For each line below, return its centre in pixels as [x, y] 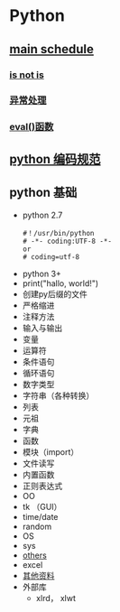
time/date [40, 516]
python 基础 [43, 193]
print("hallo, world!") [60, 283]
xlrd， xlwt [56, 598]
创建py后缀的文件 [55, 293]
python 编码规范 [55, 159]
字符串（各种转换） [58, 395]
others [34, 555]
